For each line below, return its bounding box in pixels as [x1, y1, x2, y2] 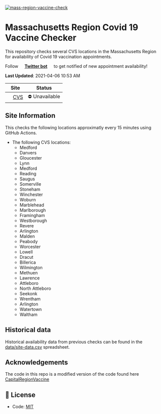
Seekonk [19, 290, 38, 297]
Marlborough [19, 207, 46, 213]
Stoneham [19, 186, 41, 192]
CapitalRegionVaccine [5, 376, 50, 383]
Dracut [19, 254, 33, 260]
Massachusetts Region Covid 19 [5, 22, 138, 33]
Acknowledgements [5, 358, 68, 366]
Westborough [19, 218, 48, 223]
